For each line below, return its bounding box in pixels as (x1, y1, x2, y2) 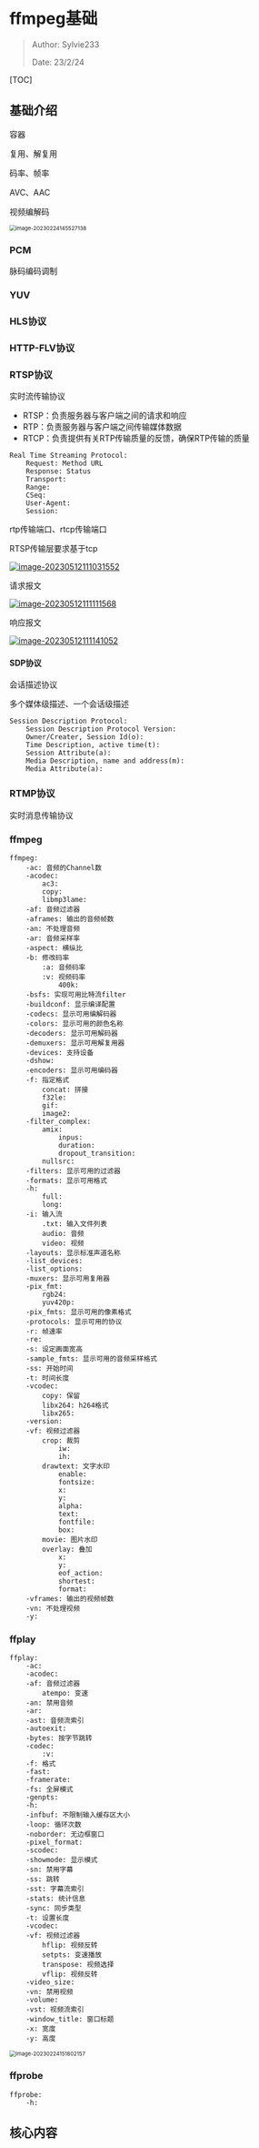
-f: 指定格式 (25, 1075, 70, 1084)
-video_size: (25, 1978, 75, 1987)
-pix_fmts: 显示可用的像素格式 (25, 1307, 132, 1316)
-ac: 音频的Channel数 (25, 863, 103, 872)
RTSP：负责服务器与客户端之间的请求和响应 (22, 410, 187, 421)
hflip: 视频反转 (42, 1940, 98, 1950)
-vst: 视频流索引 (25, 2005, 85, 2014)
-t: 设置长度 (25, 1913, 70, 1923)
